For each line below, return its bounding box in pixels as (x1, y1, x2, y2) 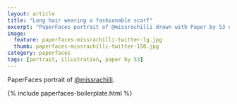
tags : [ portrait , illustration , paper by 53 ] (7, 56, 143, 63)
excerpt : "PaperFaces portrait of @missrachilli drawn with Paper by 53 (7, 23, 226, 30)
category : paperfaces (7, 50, 71, 57)
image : (7, 30, 27, 37)
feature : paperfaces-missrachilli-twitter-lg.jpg (13, 37, 162, 44)
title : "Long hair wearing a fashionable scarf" (7, 17, 153, 24)
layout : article (7, 10, 55, 18)
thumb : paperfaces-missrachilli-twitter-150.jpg (13, 43, 159, 50)
